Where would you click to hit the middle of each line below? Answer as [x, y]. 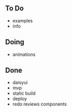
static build [24, 93]
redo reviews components [40, 104]
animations [24, 54]
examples [22, 20]
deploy [20, 99]
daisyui [20, 82]
